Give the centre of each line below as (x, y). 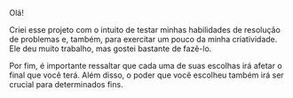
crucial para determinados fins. (66, 84)
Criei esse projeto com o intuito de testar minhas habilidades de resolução (145, 30)
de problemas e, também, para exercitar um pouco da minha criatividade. (143, 39)
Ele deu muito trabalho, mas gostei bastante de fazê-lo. (111, 49)
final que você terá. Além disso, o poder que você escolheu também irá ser (146, 75)
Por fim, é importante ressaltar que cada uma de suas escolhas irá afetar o (146, 66)
